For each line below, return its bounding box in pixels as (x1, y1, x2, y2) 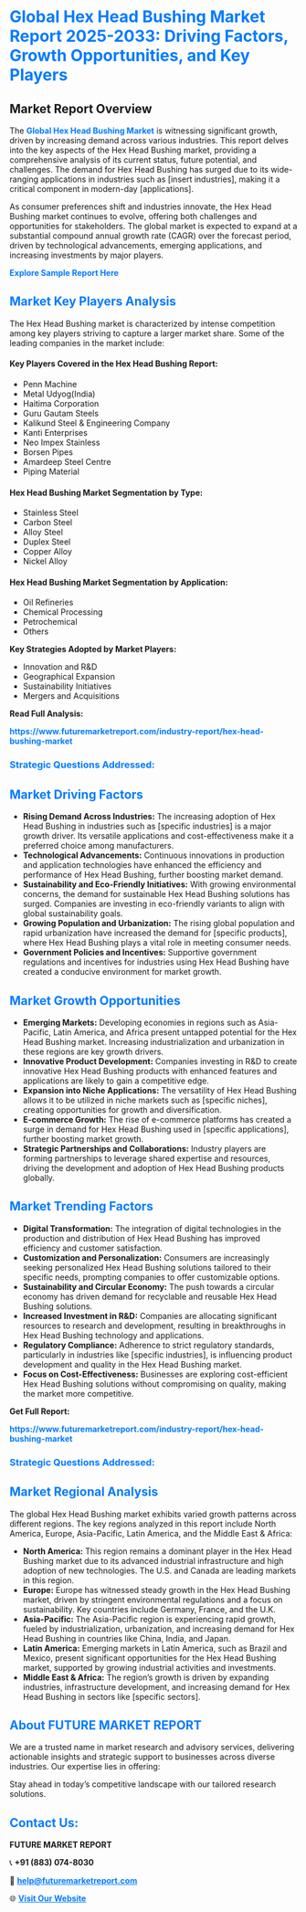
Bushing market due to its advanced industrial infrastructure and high (22, 1555, 284, 1566)
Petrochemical (22, 617, 78, 628)
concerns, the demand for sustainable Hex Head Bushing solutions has (22, 889, 290, 900)
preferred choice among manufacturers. (22, 840, 174, 851)
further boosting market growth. (22, 1133, 144, 1144)
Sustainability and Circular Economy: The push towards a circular (22, 1281, 275, 1292)
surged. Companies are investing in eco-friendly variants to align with (22, 898, 285, 910)
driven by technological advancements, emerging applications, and (9, 240, 263, 250)
